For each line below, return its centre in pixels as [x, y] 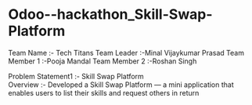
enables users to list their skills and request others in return [104, 92]
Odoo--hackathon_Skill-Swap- [110, 14]
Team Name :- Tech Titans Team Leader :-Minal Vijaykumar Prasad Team [126, 52]
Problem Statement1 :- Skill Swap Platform [76, 76]
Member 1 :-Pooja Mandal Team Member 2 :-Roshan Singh [103, 61]
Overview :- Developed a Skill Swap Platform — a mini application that [121, 85]
